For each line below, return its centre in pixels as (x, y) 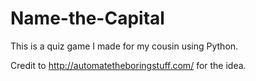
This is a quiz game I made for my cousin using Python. (124, 46)
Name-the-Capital (87, 18)
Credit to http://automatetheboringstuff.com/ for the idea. (128, 65)
